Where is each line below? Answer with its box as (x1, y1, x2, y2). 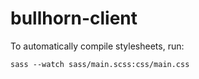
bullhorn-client (10, 7, 138, 30)
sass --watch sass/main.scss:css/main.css (10, 59, 190, 69)
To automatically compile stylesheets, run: (10, 40, 185, 52)
